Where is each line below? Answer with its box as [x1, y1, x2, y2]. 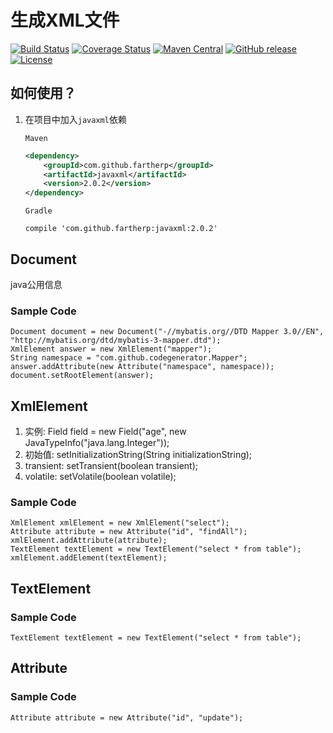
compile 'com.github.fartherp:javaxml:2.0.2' [24, 224, 218, 234]
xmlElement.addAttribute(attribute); [10, 536, 168, 546]
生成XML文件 [10, 9, 120, 32]
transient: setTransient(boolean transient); [24, 460, 198, 472]
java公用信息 [10, 278, 63, 290]
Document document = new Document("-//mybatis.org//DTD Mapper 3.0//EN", [10, 327, 325, 337]
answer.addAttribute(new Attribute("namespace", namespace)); [10, 362, 275, 372]
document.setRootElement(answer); [10, 371, 155, 381]
